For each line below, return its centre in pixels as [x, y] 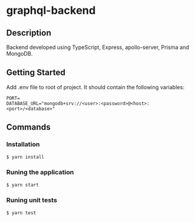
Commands [29, 127]
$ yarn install [25, 157]
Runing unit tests [32, 200]
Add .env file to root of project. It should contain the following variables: [95, 87]
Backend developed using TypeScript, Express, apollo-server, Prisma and [98, 47]
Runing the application [40, 173]
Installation [23, 144]
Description [29, 33]
